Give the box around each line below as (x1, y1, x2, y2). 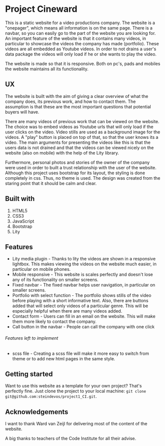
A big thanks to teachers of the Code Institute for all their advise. (5, 436, 136, 442)
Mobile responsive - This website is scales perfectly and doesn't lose (12, 272, 153, 278)
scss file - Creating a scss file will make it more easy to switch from (12, 350, 149, 356)
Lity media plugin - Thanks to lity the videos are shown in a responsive (12, 256, 156, 262)
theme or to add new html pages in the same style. (12, 355, 116, 361)
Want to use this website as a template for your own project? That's (5, 383, 142, 389)
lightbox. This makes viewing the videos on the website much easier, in (12, 261, 157, 267)
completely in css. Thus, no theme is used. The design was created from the (5, 175, 161, 181)
